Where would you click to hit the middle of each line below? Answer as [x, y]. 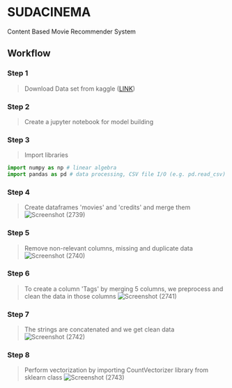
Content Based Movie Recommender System [71, 31]
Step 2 [18, 107]
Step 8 [18, 355]
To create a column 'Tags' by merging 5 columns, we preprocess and [124, 289]
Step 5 [18, 233]
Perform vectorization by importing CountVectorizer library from [116, 370]
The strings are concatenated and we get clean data [99, 329]
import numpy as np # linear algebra [62, 168]
